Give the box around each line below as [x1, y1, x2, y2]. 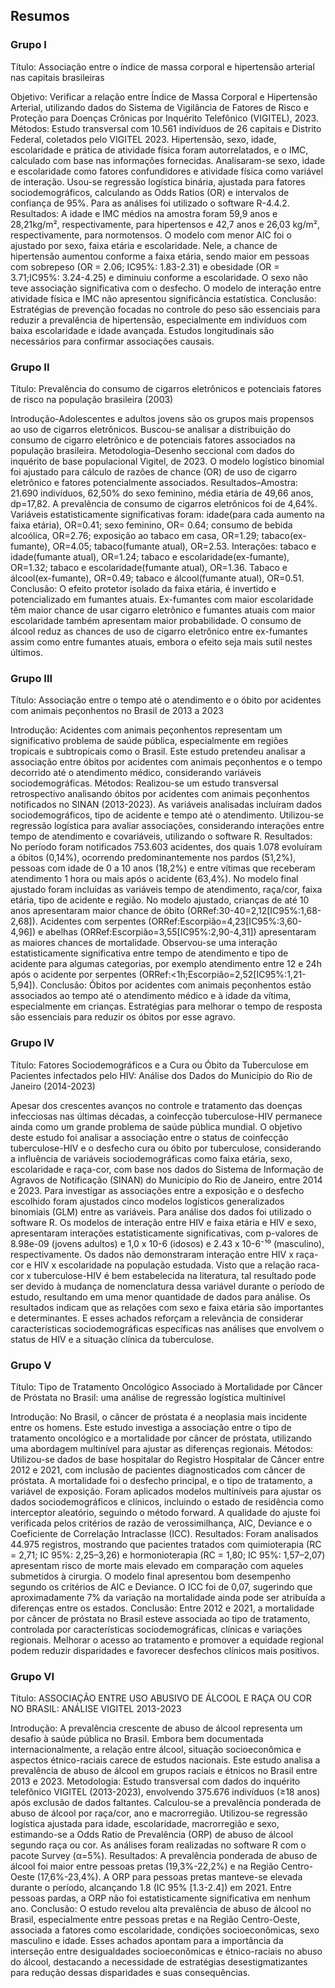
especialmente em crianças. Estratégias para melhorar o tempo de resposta [10, 1000, 323, 1013]
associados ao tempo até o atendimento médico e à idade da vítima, [10, 990, 292, 1002]
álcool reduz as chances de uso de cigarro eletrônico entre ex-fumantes [10, 625, 308, 637]
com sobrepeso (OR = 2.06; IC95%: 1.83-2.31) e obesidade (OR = [10, 260, 280, 273]
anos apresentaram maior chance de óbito [10, 905, 185, 917]
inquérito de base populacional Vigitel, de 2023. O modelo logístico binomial [10, 455, 325, 467]
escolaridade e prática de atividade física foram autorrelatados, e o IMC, [10, 144, 309, 156]
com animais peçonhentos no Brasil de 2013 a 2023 [10, 705, 224, 717]
